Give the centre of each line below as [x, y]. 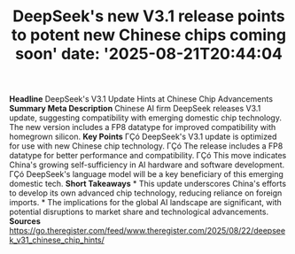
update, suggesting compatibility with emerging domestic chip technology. [145, 118]
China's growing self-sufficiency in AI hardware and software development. [147, 165]
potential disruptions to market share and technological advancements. [139, 212]
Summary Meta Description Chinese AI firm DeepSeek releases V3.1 [135, 109]
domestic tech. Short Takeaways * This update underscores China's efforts [147, 184]
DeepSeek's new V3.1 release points [149, 16]
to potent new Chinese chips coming [149, 35]
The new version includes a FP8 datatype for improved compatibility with [143, 127]
